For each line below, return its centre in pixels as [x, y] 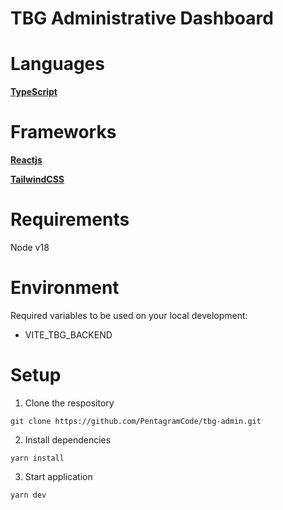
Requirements [70, 219]
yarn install [37, 458]
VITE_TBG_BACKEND [68, 334]
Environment [65, 288]
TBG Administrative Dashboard [142, 18]
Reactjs [26, 160]
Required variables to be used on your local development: [129, 315]
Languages [57, 64]
